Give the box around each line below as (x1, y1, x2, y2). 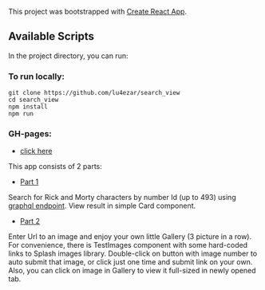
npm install (8, 103, 48, 111)
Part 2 (19, 217, 41, 226)
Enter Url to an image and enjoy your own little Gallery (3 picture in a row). (8, 232, 252, 241)
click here (19, 147, 53, 156)
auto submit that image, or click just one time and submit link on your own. (8, 257, 253, 267)
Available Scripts (8, 29, 94, 43)
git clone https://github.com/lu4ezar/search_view (8, 89, 180, 97)
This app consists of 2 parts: (8, 162, 102, 171)
